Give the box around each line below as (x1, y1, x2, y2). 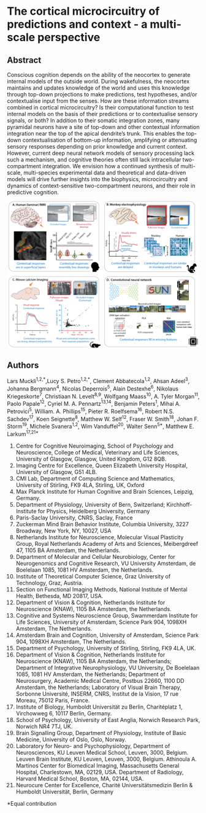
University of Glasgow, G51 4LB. (15, 468, 97, 475)
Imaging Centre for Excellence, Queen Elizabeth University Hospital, (15, 462, 188, 469)
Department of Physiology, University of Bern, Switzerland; (15, 500, 166, 508)
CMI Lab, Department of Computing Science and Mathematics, (15, 475, 175, 482)
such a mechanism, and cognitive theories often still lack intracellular (7, 156, 181, 163)
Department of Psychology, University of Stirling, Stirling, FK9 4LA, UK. (15, 644, 196, 652)
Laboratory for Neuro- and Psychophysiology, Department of (15, 742, 170, 750)
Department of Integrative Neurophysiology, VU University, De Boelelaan (15, 664, 200, 671)
